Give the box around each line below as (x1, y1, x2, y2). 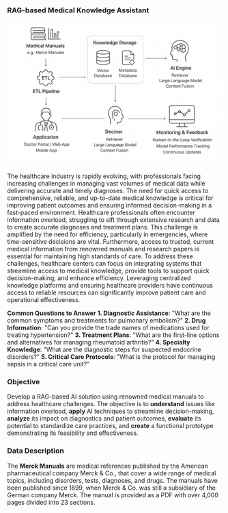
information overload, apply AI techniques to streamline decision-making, (7, 407, 214, 416)
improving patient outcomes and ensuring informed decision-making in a (7, 201, 212, 209)
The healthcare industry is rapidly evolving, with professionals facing (7, 172, 201, 180)
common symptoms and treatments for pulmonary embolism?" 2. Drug (7, 316, 206, 324)
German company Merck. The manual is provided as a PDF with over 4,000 (7, 490, 218, 499)
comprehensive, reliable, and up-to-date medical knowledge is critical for (7, 194, 214, 202)
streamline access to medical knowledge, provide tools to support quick (7, 266, 210, 275)
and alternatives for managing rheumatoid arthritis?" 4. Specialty (7, 338, 190, 346)
